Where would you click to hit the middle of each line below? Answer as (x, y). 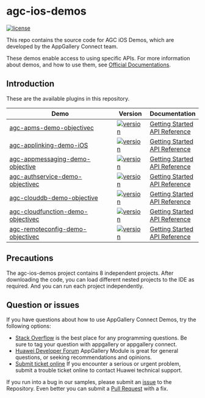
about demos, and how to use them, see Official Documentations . (88, 65)
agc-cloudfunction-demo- (49, 211)
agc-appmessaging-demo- (50, 158)
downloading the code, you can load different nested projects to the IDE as (100, 279)
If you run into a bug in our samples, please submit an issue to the (89, 382)
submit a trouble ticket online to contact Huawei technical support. (99, 371)
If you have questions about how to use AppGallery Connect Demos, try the (101, 320)
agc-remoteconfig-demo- (48, 229)
